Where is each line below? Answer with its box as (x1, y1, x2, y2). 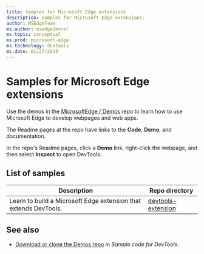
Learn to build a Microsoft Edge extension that (9, 196, 141, 205)
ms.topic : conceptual (6, 32, 61, 38)
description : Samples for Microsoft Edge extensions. (6, 15, 146, 21)
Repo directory (149, 186, 194, 194)
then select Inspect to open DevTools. (6, 150, 102, 158)
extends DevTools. (9, 204, 63, 213)
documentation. (6, 132, 46, 140)
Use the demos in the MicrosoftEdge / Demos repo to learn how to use (6, 108, 183, 115)
